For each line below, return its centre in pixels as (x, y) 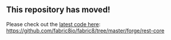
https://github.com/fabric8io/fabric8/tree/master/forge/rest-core (85, 30)
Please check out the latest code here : (53, 24)
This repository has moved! (58, 10)
